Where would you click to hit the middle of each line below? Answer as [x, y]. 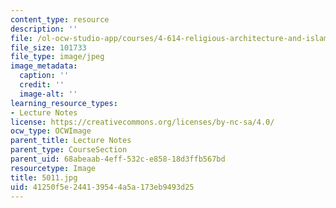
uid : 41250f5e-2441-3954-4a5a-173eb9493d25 [102, 187]
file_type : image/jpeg [57, 57]
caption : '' [44, 76]
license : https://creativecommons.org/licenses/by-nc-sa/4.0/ [142, 122]
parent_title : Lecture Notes [71, 141]
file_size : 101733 [48, 47]
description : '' [44, 29]
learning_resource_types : [64, 103]
